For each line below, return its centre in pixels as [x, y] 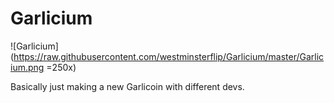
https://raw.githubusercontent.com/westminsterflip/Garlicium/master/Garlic [169, 56]
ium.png [27, 67]
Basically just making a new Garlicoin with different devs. [127, 86]
